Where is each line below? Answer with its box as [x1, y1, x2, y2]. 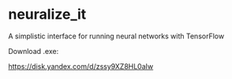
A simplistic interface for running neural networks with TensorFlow [8, 31, 225, 41]
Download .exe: [8, 46, 59, 56]
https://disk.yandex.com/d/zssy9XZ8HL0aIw [8, 61, 154, 71]
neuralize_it [8, 5, 87, 23]
